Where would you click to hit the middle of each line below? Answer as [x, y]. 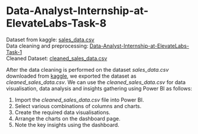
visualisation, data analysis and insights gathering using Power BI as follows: [99, 88]
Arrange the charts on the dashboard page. [67, 118]
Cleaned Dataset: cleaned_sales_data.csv [57, 58]
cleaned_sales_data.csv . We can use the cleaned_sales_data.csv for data [96, 82]
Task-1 [14, 52]
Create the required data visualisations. [62, 112]
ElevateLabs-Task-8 [56, 23]
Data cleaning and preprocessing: [47, 46]
